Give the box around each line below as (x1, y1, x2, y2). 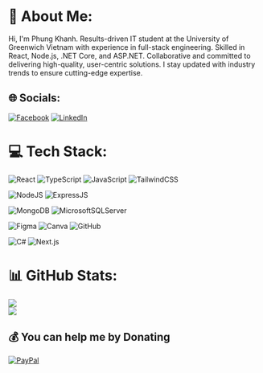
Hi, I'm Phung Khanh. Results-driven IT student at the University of (8, 34, 229, 43)
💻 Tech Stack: (8, 142, 108, 160)
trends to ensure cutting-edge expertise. (8, 68, 143, 77)
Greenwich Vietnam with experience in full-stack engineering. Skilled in (8, 42, 245, 51)
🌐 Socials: (8, 92, 61, 105)
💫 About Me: (8, 7, 93, 26)
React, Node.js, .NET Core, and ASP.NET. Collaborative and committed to (8, 51, 251, 60)
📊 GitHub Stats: (8, 266, 118, 285)
